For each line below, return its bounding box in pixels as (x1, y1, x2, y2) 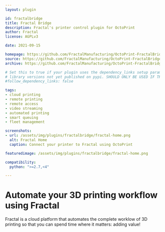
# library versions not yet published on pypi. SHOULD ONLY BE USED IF (5, 74, 155, 79)
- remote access (5, 101, 38, 106)
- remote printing (5, 97, 43, 102)
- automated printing (5, 111, 50, 116)
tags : (5, 88, 16, 93)
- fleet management (5, 119, 45, 125)
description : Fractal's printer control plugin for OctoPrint (5, 25, 135, 30)
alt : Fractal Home (9, 138, 48, 142)
